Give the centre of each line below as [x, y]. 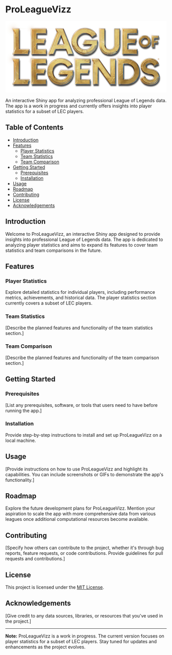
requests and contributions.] [35, 559]
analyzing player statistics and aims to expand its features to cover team [81, 245]
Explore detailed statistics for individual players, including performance [80, 292]
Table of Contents [35, 128]
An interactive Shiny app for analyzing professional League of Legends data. [86, 100]
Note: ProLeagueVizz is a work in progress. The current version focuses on [85, 636]
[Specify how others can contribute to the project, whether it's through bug [84, 548]
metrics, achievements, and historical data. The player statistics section [81, 298]
